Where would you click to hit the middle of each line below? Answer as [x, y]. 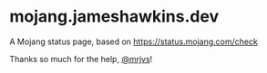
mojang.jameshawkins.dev [114, 17]
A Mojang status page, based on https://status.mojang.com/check [133, 41]
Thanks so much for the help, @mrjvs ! [81, 59]
